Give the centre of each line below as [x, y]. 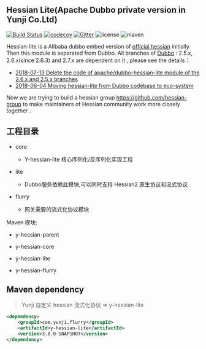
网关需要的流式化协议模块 [57, 209]
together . [19, 111]
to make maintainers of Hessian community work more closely [101, 104]
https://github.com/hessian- [151, 97]
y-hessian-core [35, 246]
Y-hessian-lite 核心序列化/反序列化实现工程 [78, 159]
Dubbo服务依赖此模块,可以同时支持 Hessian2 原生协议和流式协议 [106, 184]
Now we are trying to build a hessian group [61, 97]
